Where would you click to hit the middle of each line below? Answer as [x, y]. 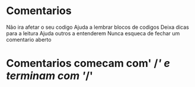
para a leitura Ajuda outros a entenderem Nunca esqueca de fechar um [93, 33]
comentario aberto [29, 39]
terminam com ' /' [50, 76]
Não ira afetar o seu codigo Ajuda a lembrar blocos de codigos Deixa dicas [98, 27]
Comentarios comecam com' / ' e [88, 63]
